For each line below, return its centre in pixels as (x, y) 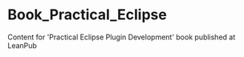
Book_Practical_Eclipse (87, 15)
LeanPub (22, 45)
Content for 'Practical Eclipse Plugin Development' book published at (122, 37)
